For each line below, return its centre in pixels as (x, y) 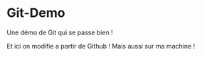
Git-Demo (36, 13)
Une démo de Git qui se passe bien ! (60, 32)
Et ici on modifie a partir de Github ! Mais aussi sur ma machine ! (101, 46)
